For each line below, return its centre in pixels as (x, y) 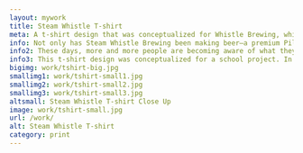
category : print (40, 135)
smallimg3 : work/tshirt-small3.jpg (76, 93)
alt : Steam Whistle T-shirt (62, 127)
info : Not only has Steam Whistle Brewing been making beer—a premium (145, 43)
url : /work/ (32, 118)
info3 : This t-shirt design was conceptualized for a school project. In (151, 59)
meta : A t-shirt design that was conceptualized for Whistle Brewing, (145, 34)
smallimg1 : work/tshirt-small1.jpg (76, 76)
